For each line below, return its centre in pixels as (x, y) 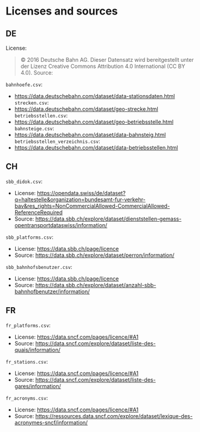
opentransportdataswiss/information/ (61, 225)
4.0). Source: (37, 73)
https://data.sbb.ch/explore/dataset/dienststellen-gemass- (108, 219)
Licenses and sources (62, 11)
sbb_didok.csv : (24, 181)
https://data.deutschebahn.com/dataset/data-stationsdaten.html (95, 96)
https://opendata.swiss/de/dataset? (82, 193)
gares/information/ (38, 386)
